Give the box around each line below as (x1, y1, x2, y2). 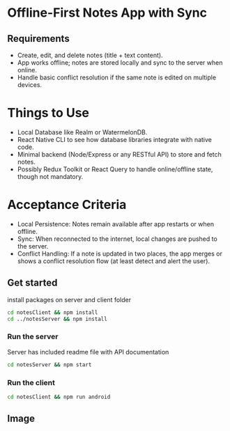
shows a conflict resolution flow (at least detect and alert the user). (17, 256, 210, 265)
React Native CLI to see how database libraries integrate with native (17, 135, 213, 143)
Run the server (7, 332, 59, 342)
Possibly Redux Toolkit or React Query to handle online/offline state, (17, 165, 213, 173)
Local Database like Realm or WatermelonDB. (17, 127, 148, 136)
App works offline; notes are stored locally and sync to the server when (17, 58, 223, 67)
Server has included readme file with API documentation (7, 347, 169, 356)
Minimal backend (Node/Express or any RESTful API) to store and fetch (17, 150, 222, 158)
